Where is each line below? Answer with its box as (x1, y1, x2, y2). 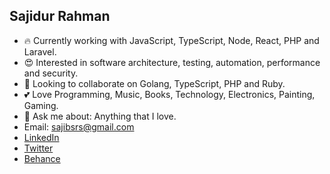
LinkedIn (23, 131, 60, 143)
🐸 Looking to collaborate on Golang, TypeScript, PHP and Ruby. (23, 77, 286, 89)
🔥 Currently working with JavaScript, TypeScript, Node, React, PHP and (23, 34, 320, 46)
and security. (23, 67, 79, 79)
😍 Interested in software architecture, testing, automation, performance (23, 56, 321, 68)
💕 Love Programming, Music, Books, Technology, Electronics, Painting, (23, 88, 316, 100)
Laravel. (23, 45, 57, 58)
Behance (23, 152, 61, 164)
